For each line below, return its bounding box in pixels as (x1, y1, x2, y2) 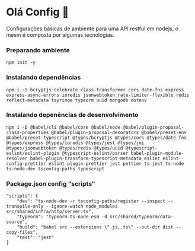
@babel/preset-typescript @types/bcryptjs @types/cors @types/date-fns (6, 135, 187, 141)
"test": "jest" (17, 234, 55, 241)
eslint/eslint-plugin (6, 150, 60, 156)
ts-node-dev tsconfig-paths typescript (6, 166, 105, 171)
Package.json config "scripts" (6, 179, 95, 188)
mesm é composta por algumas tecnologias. (6, 31, 114, 38)
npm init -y (6, 59, 36, 66)
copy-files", (6, 230, 39, 236)
